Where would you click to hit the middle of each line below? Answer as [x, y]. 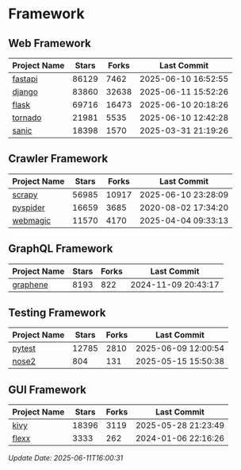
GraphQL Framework [61, 249]
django [25, 92]
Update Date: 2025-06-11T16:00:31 [66, 458]
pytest [24, 348]
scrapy [25, 194]
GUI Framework [48, 389]
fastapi [25, 79]
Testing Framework [57, 313]
